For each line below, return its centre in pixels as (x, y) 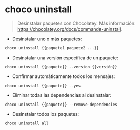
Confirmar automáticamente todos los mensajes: (64, 76)
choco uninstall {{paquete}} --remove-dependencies (61, 105)
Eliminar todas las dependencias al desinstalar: (62, 95)
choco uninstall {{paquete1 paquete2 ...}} (52, 48)
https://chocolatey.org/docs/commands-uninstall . (70, 29)
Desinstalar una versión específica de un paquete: (65, 58)
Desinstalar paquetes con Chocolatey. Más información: (77, 23)
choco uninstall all (27, 123)
